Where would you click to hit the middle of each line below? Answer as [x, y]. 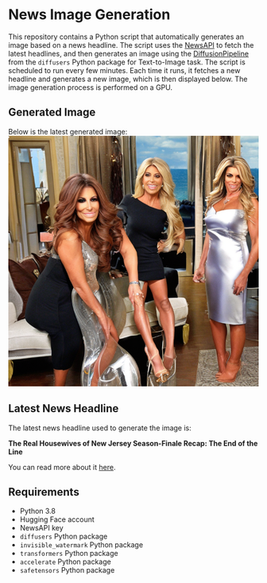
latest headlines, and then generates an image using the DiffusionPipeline [128, 53]
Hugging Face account [57, 519]
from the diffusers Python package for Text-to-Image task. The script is [127, 62]
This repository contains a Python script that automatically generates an [126, 37]
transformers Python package [69, 554]
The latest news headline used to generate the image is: [100, 428]
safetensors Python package [67, 570]
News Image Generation [89, 15]
